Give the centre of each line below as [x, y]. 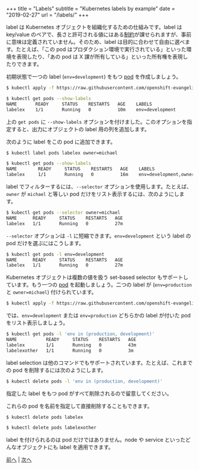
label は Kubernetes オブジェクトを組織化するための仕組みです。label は [94, 27]
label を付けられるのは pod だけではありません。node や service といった [96, 440]
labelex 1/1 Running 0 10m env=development [91, 110]
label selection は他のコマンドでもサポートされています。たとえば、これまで [99, 362]
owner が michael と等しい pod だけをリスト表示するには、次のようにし [93, 194]
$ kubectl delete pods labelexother [51, 428]
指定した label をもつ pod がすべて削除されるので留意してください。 [89, 393]
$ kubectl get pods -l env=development [55, 254]
